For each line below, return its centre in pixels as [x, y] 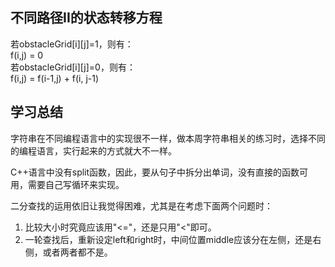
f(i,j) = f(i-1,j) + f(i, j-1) [55, 78]
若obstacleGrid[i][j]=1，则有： [72, 44]
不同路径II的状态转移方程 [86, 18]
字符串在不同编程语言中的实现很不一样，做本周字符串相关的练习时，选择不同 [168, 138]
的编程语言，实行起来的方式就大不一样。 [93, 150]
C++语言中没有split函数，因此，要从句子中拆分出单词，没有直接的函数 [155, 172]
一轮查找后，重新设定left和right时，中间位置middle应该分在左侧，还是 [168, 239]
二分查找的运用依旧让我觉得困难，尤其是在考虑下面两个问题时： [141, 205]
